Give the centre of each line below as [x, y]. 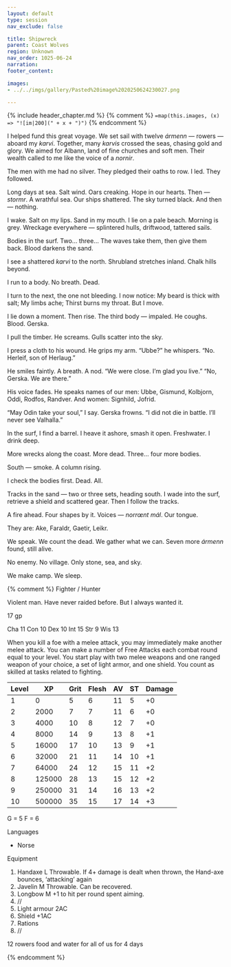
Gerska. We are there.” [39, 379]
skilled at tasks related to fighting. [55, 672]
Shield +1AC [34, 916]
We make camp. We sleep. [45, 576]
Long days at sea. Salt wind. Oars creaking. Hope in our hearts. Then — [109, 192]
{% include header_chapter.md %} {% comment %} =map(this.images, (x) [113, 115]
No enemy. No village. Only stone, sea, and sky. [75, 563]
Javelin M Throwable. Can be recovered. [75, 887]
